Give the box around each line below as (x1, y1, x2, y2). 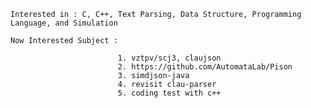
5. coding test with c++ (117, 88, 222, 98)
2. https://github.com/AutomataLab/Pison (117, 62, 293, 72)
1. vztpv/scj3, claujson (117, 53, 222, 63)
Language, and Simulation (10, 18, 118, 28)
